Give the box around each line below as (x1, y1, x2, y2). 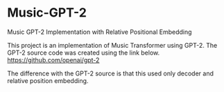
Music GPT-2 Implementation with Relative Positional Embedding (7, 28, 192, 36)
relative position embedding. (7, 76, 89, 84)
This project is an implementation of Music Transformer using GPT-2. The (7, 41, 218, 49)
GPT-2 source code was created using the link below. (7, 48, 160, 57)
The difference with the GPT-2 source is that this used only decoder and (7, 69, 214, 77)
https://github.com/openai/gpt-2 (7, 55, 100, 64)
